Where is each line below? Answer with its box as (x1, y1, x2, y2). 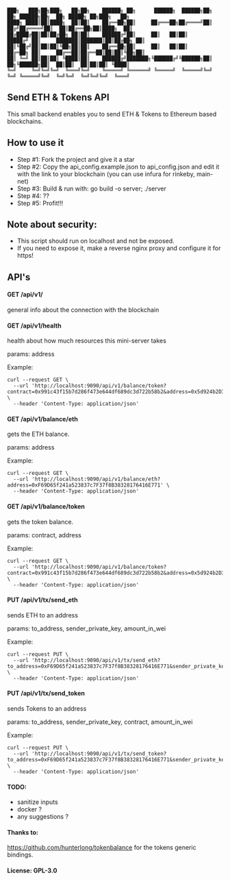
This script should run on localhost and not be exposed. (16, 237, 175, 245)
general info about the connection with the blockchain (7, 306, 159, 314)
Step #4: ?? (16, 191, 50, 199)
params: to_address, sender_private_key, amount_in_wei (7, 624, 166, 633)
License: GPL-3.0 (7, 866, 57, 875)
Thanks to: (7, 828, 39, 836)
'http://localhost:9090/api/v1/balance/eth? (31, 476, 161, 483)
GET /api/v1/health (7, 321, 62, 330)
